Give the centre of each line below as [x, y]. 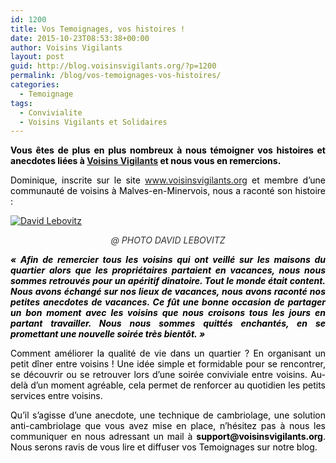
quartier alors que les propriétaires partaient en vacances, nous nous [168, 270]
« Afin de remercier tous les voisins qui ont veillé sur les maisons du [168, 260]
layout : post [37, 57]
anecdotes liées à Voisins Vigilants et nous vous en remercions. [146, 161]
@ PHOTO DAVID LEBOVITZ [168, 240]
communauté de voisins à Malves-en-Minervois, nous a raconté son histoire [168, 191]
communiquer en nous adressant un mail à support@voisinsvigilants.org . [168, 437]
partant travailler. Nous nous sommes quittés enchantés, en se [168, 323]
